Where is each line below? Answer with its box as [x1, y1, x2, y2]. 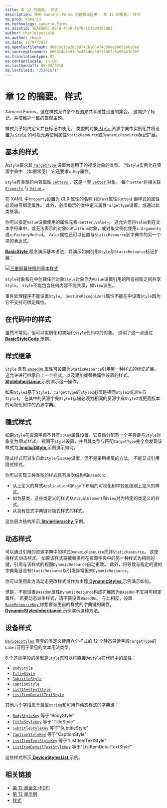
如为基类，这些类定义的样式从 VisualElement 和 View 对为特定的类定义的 [12, 495, 156, 501]
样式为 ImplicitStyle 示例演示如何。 [5, 444, 78, 451]
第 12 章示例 [12, 791, 37, 797]
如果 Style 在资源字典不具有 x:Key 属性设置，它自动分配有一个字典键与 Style [5, 432, 157, 438]
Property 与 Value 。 [5, 185, 47, 191]
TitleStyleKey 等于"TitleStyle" [12, 718, 75, 724]
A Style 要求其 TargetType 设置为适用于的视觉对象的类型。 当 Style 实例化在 [5, 162, 157, 168]
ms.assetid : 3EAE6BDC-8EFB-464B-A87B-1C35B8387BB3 [5, 26, 113, 31]
